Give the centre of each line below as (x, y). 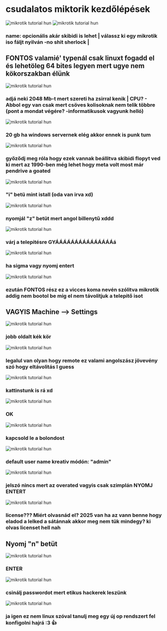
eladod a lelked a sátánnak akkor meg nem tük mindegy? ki (78, 522)
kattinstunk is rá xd (29, 390)
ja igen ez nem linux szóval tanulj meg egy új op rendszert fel (81, 616)
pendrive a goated (28, 171)
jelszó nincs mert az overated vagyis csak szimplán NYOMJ (79, 485)
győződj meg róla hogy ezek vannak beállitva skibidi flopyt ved (83, 159)
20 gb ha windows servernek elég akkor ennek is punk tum (78, 134)
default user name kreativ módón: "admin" (58, 461)
